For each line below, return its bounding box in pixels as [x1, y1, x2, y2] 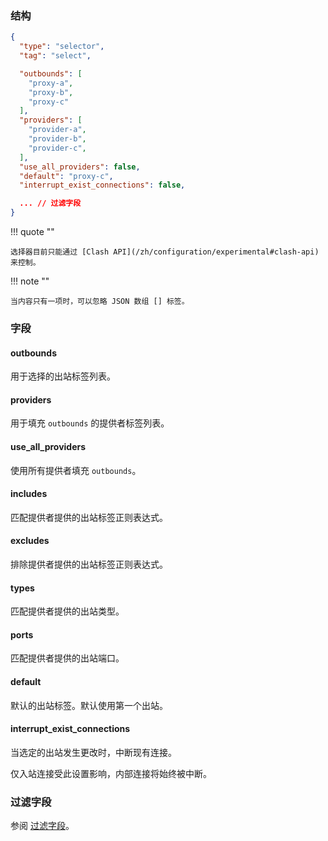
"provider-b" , [28, 134, 87, 144]
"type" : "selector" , [19, 42, 105, 52]
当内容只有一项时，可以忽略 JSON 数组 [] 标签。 [10, 297, 190, 307]
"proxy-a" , [28, 78, 74, 88]
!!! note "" [10, 275, 50, 287]
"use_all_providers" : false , [19, 162, 141, 172]
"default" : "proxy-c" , [19, 171, 114, 181]
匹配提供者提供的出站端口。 [10, 652, 125, 664]
